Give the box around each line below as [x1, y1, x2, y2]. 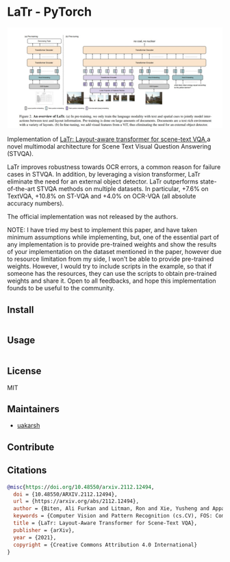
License [7, 366, 42, 377]
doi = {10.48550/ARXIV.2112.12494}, [13, 491, 118, 498]
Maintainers [7, 403, 60, 415]
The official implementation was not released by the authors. [7, 213, 178, 221]
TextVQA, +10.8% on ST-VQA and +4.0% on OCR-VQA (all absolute [7, 192, 196, 201]
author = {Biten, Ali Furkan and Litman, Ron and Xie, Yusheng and [13, 505, 210, 512]
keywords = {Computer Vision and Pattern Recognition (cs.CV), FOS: [13, 513, 213, 520]
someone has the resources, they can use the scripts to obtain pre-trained [7, 270, 217, 278]
